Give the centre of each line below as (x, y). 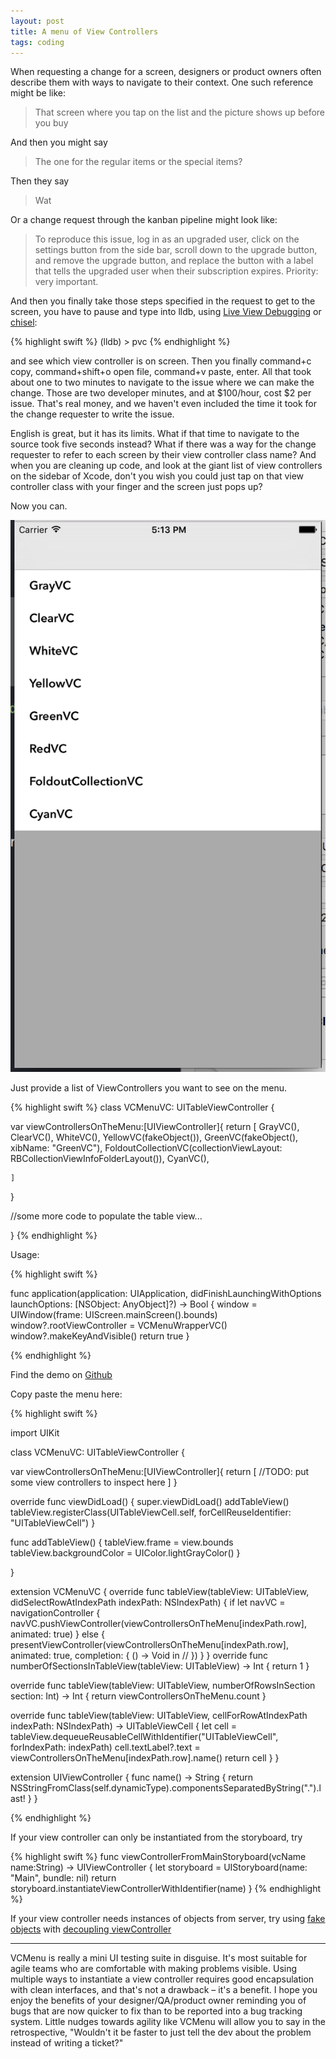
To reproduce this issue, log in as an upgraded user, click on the (167, 239)
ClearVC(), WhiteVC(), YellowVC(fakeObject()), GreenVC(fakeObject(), (154, 1137)
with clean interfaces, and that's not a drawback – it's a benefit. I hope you (164, 1989)
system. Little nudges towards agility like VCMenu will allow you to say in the (168, 2021)
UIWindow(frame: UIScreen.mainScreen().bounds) (114, 1314)
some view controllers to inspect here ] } (94, 1482)
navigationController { (55, 1612)
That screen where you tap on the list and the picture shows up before (179, 112)
